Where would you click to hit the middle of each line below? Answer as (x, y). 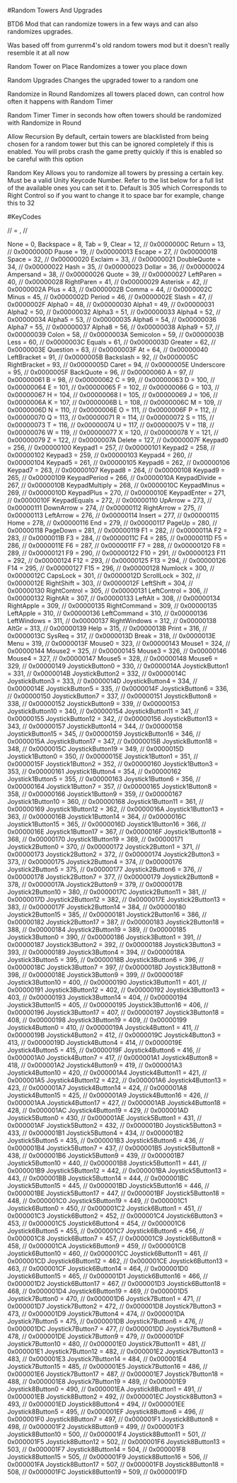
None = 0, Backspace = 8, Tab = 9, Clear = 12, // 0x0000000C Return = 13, (116, 244)
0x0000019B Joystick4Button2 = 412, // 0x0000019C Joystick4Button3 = (114, 1035)
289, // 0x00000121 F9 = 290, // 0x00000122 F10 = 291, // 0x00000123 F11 (117, 553)
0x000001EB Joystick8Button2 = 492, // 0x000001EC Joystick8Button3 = (115, 1397)
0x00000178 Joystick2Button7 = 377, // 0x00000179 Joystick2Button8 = (113, 877)
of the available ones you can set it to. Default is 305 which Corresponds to (117, 188)
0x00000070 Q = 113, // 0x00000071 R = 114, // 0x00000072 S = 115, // (111, 417)
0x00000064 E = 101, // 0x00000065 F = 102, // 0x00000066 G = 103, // (114, 387)
